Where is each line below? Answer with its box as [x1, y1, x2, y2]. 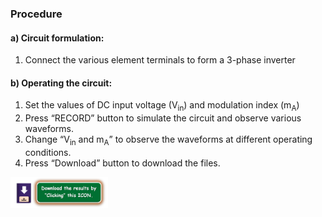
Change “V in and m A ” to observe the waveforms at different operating [24, 133, 313, 147]
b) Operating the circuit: [10, 77, 113, 89]
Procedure [10, 7, 63, 21]
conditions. [24, 146, 72, 158]
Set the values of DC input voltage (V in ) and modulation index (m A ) [24, 99, 300, 114]
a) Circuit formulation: [10, 32, 105, 44]
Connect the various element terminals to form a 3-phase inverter [24, 54, 296, 66]
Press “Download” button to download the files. [24, 157, 221, 169]
